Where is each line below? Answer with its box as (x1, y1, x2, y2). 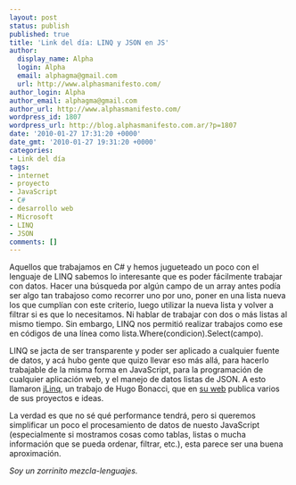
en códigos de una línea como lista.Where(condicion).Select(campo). (9, 328, 264, 339)
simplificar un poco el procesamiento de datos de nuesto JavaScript (9, 420, 260, 431)
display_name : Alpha (17, 54, 94, 63)
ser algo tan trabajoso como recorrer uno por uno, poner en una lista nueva (9, 290, 286, 301)
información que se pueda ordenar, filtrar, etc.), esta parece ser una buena (9, 439, 284, 449)
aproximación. (9, 448, 62, 459)
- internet (9, 171, 50, 180)
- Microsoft (9, 212, 53, 222)
